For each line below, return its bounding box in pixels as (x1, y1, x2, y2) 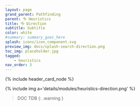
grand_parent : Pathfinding (5, 12, 61, 17)
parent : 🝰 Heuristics (5, 16, 51, 21)
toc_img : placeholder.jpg (5, 49, 58, 53)
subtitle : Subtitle (5, 26, 46, 31)
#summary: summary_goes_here (5, 35, 65, 40)
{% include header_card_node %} (5, 76, 74, 82)
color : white (5, 30, 32, 35)
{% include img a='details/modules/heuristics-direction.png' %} (5, 86, 136, 92)
